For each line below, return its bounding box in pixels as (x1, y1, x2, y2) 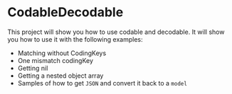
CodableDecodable (7, 4, 124, 20)
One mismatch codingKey (17, 56, 94, 64)
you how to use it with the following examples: (7, 35, 143, 43)
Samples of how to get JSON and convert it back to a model (17, 78, 187, 87)
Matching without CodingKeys (17, 49, 107, 57)
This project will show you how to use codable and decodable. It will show (7, 28, 225, 36)
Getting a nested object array (17, 71, 104, 80)
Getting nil (17, 64, 48, 72)
